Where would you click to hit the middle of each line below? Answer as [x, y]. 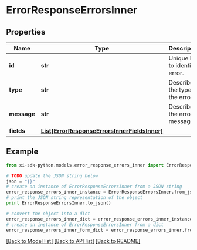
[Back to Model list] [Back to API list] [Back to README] [73, 241]
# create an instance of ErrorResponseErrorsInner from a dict [85, 224]
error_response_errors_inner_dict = [51, 219]
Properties [26, 32]
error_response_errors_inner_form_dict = [57, 230]
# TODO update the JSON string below [52, 176]
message [22, 114]
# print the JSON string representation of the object [74, 198]
